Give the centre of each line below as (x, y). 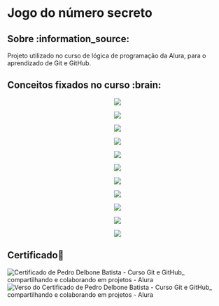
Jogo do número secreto (80, 13)
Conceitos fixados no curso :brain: (84, 85)
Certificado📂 (36, 255)
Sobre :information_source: (68, 39)
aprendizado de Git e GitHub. (49, 63)
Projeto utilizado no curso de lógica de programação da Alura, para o (107, 55)
